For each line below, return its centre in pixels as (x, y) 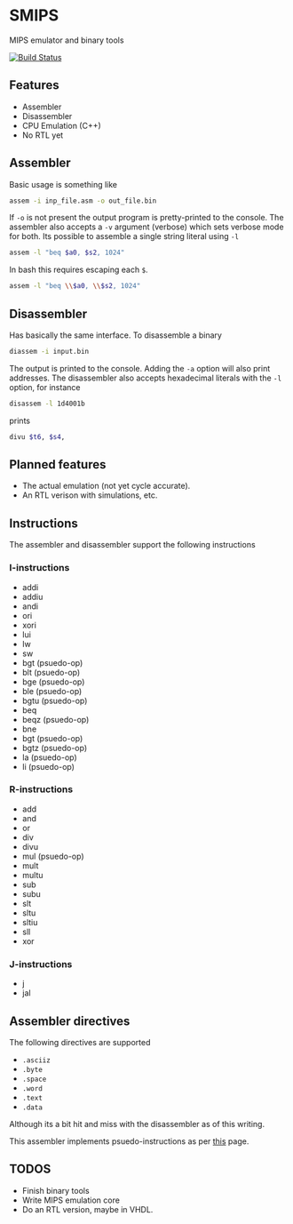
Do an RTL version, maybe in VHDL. (87, 1209)
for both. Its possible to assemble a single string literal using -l (124, 236)
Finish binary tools (56, 1190)
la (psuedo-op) (49, 757)
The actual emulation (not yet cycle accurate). (106, 486)
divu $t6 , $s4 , (37, 436)
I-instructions (40, 568)
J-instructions (41, 964)
